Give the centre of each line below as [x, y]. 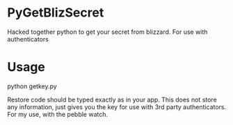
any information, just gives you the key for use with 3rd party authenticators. [117, 107]
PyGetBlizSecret [56, 13]
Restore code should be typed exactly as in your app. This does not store [112, 99]
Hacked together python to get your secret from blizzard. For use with [107, 32]
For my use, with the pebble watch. [58, 114]
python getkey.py [32, 86]
